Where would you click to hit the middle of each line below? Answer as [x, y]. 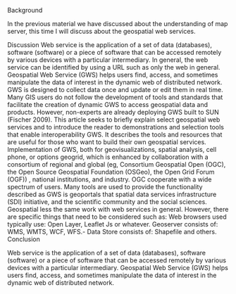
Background [25, 10]
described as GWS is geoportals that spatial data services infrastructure [112, 194]
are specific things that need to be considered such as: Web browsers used [117, 217]
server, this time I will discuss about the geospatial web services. [101, 31]
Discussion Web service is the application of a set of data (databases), [110, 45]
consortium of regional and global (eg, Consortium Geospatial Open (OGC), [117, 164]
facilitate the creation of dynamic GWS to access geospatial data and [108, 104]
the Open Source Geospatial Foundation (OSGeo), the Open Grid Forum [111, 172]
